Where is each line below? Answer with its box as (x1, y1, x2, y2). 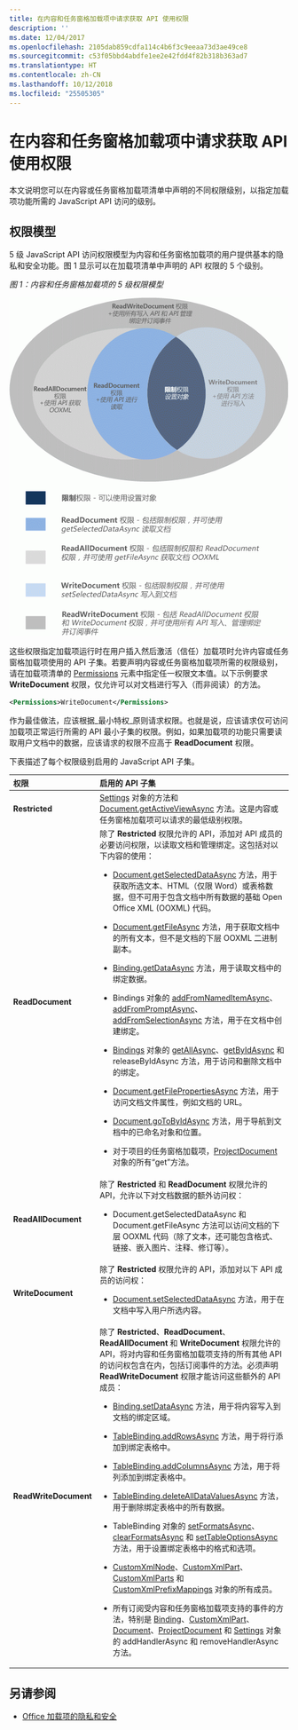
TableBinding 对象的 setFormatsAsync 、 (112, 1521, 260, 1531)
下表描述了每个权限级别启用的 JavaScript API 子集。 (9, 756, 200, 767)
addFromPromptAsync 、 (112, 1004, 203, 1015)
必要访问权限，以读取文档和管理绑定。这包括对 (99, 840, 271, 850)
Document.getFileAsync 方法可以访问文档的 (112, 1220, 272, 1230)
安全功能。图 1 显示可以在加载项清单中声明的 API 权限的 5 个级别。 (24, 260, 268, 271)
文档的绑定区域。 (112, 1412, 176, 1422)
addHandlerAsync (122, 1636, 189, 1647)
